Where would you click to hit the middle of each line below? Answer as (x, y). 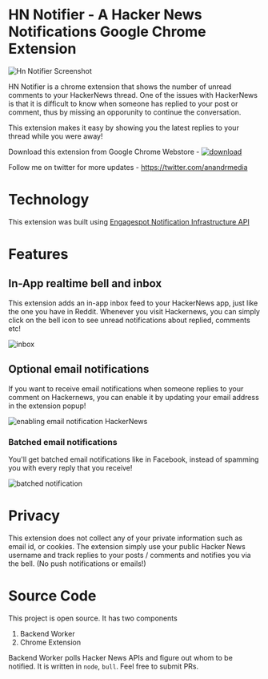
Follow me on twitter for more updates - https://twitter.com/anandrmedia (128, 167)
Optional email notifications (79, 369)
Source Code (52, 596)
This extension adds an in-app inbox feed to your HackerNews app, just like (133, 303)
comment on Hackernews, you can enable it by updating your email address (134, 397)
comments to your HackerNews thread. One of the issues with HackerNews (133, 95)
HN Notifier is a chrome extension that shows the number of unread (120, 87)
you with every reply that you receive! (70, 467)
